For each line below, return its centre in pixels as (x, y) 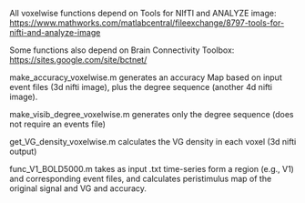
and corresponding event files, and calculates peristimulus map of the (141, 178)
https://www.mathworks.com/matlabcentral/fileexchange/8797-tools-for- (147, 23)
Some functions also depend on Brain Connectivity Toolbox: (122, 50)
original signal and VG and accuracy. (78, 188)
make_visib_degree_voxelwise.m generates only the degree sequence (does (152, 114)
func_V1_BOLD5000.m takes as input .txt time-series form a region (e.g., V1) (152, 169)
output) (23, 151)
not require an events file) (58, 124)
